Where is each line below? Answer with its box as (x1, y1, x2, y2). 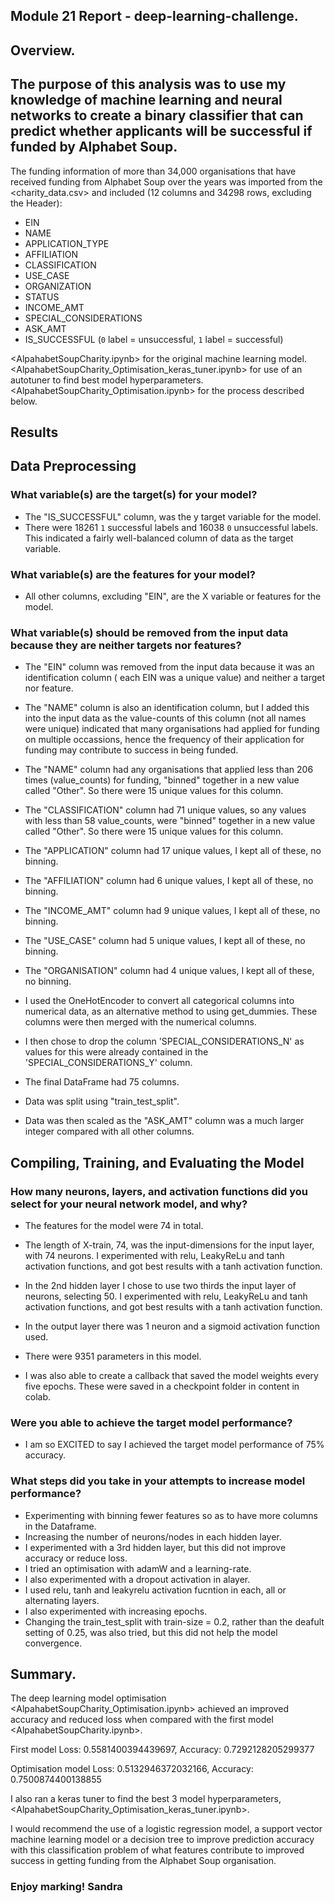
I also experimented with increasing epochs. (24, 1605, 208, 1617)
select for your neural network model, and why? (10, 1197, 248, 1211)
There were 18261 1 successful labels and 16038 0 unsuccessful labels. (24, 521, 319, 533)
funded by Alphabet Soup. (10, 139, 178, 156)
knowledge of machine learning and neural (10, 92, 283, 109)
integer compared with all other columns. (24, 1125, 195, 1138)
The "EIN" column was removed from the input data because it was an (24, 661, 315, 673)
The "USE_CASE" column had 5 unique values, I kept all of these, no (24, 935, 306, 947)
